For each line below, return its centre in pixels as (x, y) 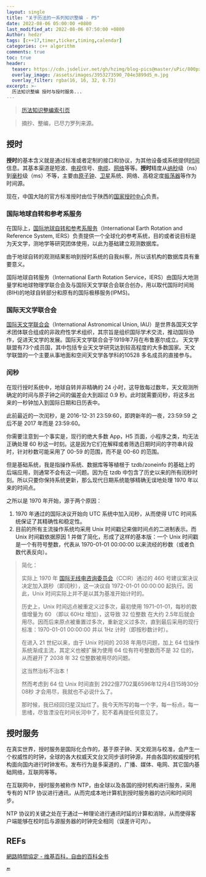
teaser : (22, 69)
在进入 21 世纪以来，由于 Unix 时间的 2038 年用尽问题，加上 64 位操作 (110, 642)
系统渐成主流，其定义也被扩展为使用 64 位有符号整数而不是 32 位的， (109, 650)
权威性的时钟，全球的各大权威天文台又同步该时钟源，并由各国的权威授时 (103, 757)
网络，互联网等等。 (36, 772)
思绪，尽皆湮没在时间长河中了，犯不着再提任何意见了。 (91, 712)
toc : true (19, 58)
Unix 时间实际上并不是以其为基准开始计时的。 (90, 593)
